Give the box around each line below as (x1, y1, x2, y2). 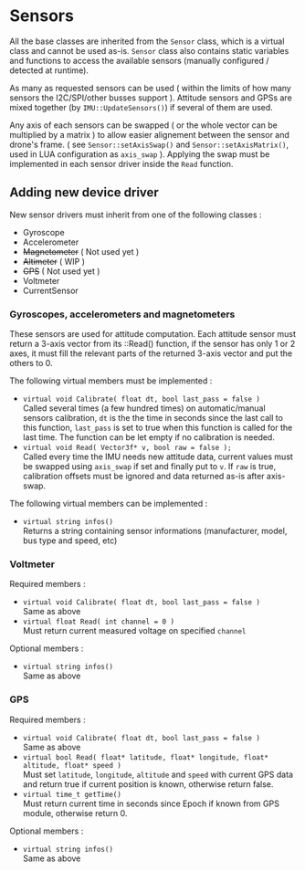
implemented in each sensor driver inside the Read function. (9, 158, 234, 169)
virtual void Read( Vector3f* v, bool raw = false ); (22, 444, 232, 453)
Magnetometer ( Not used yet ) (22, 246, 140, 257)
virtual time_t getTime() (22, 790, 121, 799)
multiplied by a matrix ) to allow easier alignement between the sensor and (9, 129, 290, 140)
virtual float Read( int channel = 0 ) (22, 617, 175, 626)
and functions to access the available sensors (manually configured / (9, 55, 269, 66)
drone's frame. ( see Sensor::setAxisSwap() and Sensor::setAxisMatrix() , (9, 139, 289, 150)
